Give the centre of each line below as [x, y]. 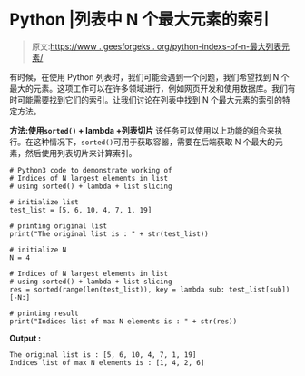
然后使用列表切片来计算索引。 [81, 153]
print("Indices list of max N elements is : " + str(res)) [123, 321]
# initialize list [44, 202]
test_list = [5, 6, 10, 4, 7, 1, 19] [81, 210]
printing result [48, 313]
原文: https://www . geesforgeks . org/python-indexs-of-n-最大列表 [157, 46]
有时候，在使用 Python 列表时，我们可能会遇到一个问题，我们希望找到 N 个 [149, 77]
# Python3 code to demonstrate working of [91, 170]
